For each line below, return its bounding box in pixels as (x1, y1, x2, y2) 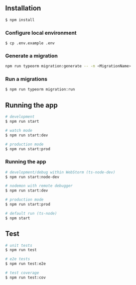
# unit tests (5, 243, 33, 248)
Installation (5, 4, 41, 13)
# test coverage (5, 270, 39, 275)
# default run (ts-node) (5, 211, 57, 216)
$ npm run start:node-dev (5, 174, 59, 179)
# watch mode (5, 128, 33, 133)
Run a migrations (5, 75, 48, 82)
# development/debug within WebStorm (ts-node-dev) (5, 169, 115, 175)
